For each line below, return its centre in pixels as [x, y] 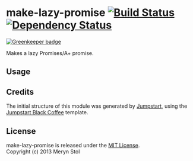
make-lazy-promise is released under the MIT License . [73, 145]
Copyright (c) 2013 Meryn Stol [43, 152]
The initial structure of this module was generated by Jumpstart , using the [97, 106]
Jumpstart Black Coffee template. [47, 112]
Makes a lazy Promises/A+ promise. [50, 53]
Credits [20, 92]
